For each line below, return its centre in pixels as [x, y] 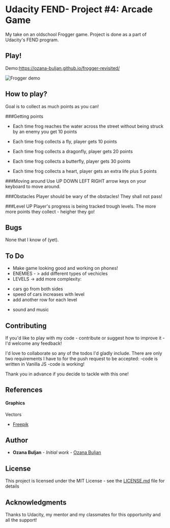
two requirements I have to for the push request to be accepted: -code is [81, 359]
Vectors [13, 414]
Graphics [15, 403]
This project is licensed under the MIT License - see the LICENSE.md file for [85, 481]
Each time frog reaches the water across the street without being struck [88, 126]
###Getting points [24, 116]
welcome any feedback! [37, 343]
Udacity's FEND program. [32, 40]
